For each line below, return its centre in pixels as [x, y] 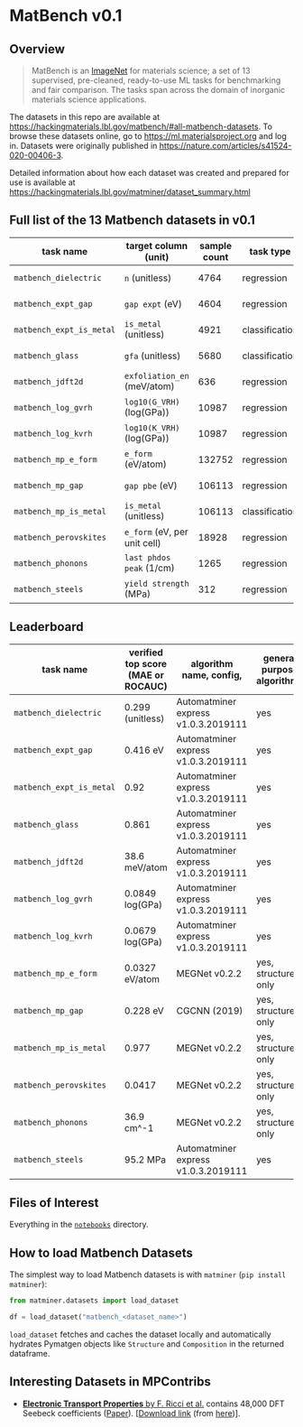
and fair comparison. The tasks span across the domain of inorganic [158, 90]
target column [156, 246]
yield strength [157, 584]
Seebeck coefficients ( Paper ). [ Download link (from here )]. [131, 1413]
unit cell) [143, 542]
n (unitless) [148, 278]
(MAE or [146, 675]
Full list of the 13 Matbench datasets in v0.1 [132, 221]
